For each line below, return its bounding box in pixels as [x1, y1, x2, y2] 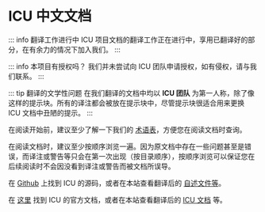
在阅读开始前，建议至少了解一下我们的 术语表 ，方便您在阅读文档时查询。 [8, 124, 247, 134]
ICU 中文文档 [8, 7, 92, 25]
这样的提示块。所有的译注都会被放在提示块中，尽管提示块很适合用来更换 [8, 98, 244, 108]
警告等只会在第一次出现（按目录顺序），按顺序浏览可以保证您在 [49, 151, 255, 161]
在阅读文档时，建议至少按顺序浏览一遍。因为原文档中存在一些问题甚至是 [8, 142, 244, 151]
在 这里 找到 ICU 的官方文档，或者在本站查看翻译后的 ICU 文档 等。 [8, 195, 228, 204]
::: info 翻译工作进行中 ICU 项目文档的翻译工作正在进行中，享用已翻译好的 [8, 35, 248, 44]
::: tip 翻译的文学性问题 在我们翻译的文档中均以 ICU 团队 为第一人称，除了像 [8, 88, 255, 97]
